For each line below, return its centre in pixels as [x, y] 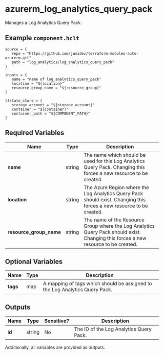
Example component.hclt [42, 38]
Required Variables [35, 133]
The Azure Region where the [116, 187]
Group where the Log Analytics [119, 226]
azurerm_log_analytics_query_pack [79, 9]
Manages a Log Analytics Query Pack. [43, 23]
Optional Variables [34, 261]
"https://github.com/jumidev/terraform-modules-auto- [82, 53]
